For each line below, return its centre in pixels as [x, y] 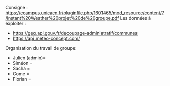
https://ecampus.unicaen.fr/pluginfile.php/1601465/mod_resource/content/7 [85, 13]
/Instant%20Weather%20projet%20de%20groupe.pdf [62, 18]
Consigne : [16, 7]
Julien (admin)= [29, 58]
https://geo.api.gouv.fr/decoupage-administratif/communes [75, 33]
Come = [21, 74]
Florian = [22, 79]
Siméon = [23, 63]
